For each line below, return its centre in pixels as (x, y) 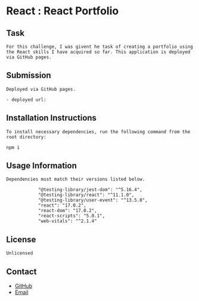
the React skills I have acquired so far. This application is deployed (98, 52)
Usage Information (42, 166)
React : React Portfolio (63, 11)
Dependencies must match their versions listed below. (76, 179)
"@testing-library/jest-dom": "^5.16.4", (90, 190)
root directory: (26, 137)
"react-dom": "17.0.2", (67, 211)
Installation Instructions (52, 118)
